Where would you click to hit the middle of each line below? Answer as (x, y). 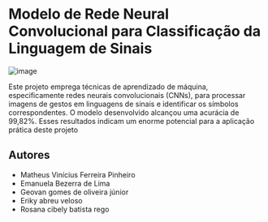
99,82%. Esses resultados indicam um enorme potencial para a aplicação (132, 121)
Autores (29, 155)
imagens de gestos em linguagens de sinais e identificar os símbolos (123, 104)
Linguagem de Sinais (80, 49)
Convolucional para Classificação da (135, 31)
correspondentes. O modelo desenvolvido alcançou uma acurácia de (124, 112)
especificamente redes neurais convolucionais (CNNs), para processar (127, 95)
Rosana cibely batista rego (65, 209)
